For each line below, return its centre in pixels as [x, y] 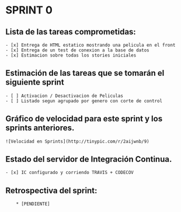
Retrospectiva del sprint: [51, 190]
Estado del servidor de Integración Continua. [89, 159]
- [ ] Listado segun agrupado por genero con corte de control [84, 101]
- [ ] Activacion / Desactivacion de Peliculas [65, 96]
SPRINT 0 [29, 10]
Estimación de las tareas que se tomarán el [85, 73]
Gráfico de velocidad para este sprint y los [84, 119]
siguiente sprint [35, 82]
